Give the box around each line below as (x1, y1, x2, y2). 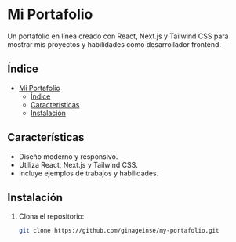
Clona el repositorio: (18, 211, 85, 221)
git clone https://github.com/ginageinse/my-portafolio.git (18, 227, 220, 235)
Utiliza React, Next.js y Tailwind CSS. (18, 160, 138, 169)
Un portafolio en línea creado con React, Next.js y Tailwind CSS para (7, 31, 229, 41)
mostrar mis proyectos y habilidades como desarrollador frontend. (7, 39, 221, 49)
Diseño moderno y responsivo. (18, 151, 118, 161)
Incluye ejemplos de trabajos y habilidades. (18, 168, 159, 178)
